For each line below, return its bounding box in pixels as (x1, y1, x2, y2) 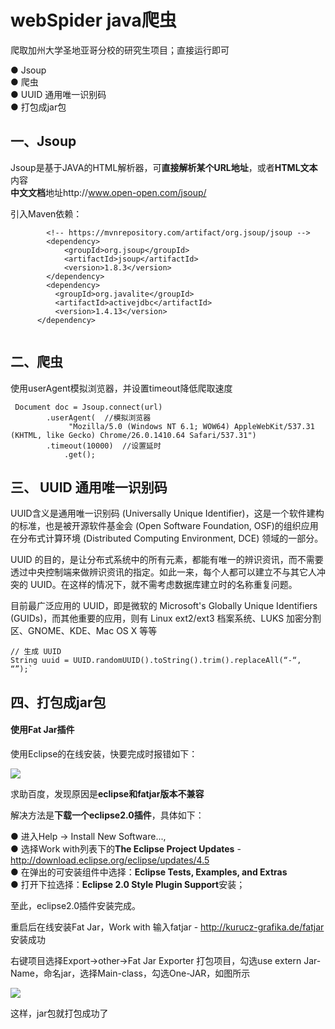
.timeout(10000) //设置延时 (46, 441, 162, 451)
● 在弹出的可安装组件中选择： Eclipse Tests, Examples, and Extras (10, 866, 288, 878)
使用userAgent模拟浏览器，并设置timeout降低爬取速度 (10, 382, 233, 394)
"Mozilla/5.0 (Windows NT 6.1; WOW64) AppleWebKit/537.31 (68, 421, 315, 431)
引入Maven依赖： (10, 207, 83, 220)
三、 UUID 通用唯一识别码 (10, 479, 168, 496)
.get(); (63, 449, 97, 460)
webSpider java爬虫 (10, 9, 177, 32)
